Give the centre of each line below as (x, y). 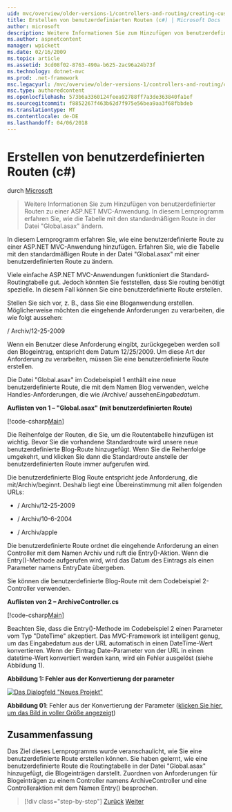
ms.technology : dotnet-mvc (46, 71)
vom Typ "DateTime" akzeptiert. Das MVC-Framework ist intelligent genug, (114, 636)
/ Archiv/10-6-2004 (45, 519)
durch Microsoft (30, 191)
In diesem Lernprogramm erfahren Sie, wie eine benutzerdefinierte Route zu (116, 240)
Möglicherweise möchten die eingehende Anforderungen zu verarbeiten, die (116, 310)
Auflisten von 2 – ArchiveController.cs (63, 602)
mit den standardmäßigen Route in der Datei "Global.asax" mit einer (104, 254)
